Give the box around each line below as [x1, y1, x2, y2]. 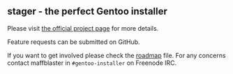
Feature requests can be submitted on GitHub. [7, 38, 141, 46]
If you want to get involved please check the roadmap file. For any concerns [7, 51, 226, 59]
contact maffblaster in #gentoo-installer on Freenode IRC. [7, 59, 177, 67]
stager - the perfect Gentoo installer [7, 6, 167, 17]
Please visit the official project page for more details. [7, 24, 159, 32]
